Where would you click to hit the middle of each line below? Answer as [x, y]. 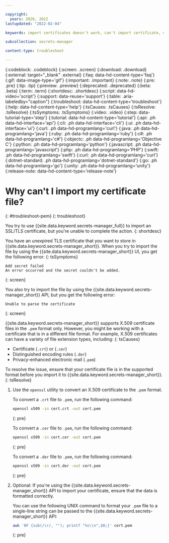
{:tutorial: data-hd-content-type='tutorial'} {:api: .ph [102, 118]
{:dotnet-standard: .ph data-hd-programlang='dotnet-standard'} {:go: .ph [81, 160]
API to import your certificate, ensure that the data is [103, 490]
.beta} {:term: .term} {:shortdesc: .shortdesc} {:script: [61, 91]
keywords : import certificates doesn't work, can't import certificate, [83, 33]
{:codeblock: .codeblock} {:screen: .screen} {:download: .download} [76, 69]
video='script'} [21, 96]
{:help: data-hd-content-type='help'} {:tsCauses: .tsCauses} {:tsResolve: [80, 107]
